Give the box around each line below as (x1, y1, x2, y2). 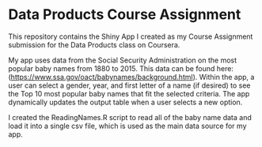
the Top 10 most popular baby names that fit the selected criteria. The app (8, 89, 250, 98)
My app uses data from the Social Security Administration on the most (8, 55, 237, 65)
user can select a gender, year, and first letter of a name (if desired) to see (8, 81, 251, 90)
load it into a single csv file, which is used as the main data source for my (8, 121, 247, 130)
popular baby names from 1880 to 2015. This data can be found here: (8, 63, 234, 73)
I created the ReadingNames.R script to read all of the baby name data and (8, 112, 252, 122)
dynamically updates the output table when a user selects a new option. (8, 97, 243, 107)
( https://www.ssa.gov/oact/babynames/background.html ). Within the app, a (8, 72, 255, 81)
